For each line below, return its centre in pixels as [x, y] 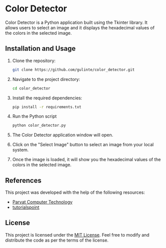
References [23, 180]
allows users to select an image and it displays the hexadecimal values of [80, 27]
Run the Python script [34, 116]
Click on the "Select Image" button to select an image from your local [83, 145]
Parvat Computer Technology [42, 202]
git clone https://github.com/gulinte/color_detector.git [73, 70]
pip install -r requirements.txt [47, 107]
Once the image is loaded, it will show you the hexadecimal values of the [86, 160]
